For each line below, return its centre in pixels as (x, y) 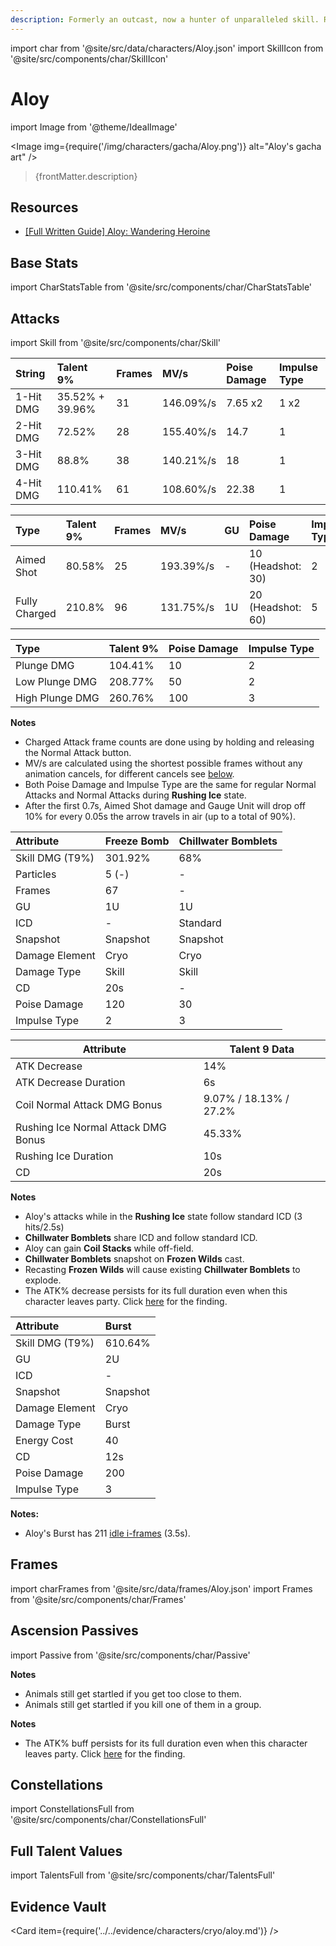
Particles (36, 874)
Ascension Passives (74, 1631)
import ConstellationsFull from (72, 1809)
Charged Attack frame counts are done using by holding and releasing (169, 742)
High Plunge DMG (57, 698)
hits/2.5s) (44, 1227)
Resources (44, 207)
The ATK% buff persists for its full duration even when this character (166, 1743)
